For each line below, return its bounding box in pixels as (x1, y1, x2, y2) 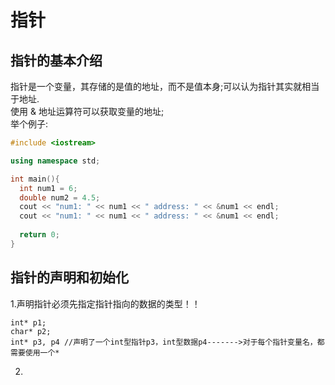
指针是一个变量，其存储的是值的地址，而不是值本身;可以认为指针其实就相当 (10, 81, 320, 92)
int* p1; (10, 317, 47, 328)
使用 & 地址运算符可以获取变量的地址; (10, 106, 165, 117)
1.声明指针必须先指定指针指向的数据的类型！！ (10, 297, 201, 310)
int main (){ (10, 174, 60, 184)
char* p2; (10, 326, 52, 336)
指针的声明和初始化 (10, 269, 129, 286)
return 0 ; (19, 230, 60, 240)
